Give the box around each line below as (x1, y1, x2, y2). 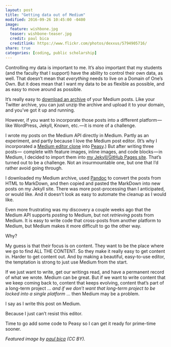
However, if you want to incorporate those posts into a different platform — (5, 117, 162, 123)
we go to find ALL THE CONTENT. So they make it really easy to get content (5, 248, 165, 254)
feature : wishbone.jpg (10, 27, 58, 32)
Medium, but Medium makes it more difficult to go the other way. (5, 223, 141, 229)
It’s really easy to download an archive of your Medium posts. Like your (5, 96, 155, 102)
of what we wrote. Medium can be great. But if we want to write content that (5, 274, 166, 280)
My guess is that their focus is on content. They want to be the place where (5, 243, 164, 249)
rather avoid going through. (5, 165, 63, 171)
